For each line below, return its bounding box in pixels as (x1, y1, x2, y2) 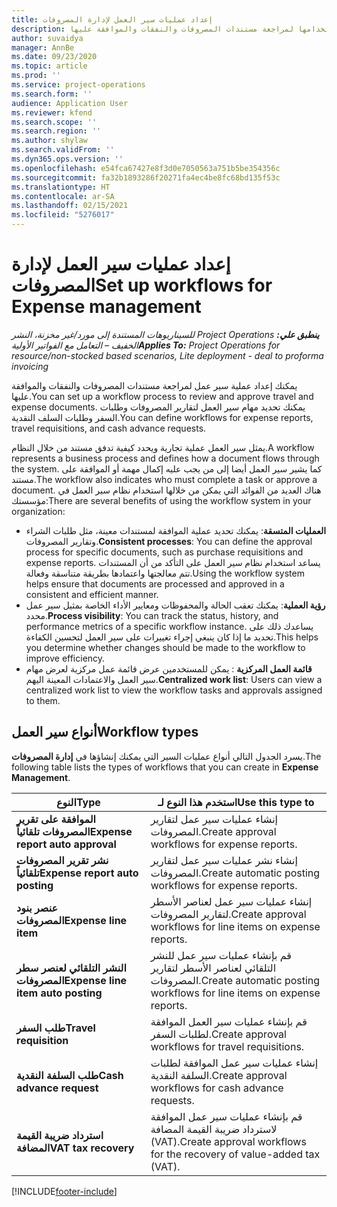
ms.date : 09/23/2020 (11, 52, 98, 62)
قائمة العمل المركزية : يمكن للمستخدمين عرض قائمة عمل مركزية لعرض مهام (25, 662, 313, 675)
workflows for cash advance (150, 1081, 284, 1095)
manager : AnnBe (11, 42, 75, 53)
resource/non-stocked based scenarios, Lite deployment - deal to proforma (11, 349, 324, 361)
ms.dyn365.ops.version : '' (11, 154, 124, 164)
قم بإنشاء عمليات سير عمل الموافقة (150, 1109, 303, 1123)
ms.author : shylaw (11, 136, 88, 146)
